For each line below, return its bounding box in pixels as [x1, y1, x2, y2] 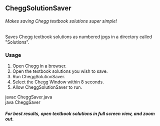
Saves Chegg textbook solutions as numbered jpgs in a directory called [5, 34, 152, 40]
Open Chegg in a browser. [12, 63, 66, 69]
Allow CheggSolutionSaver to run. [12, 84, 82, 90]
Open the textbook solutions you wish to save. [12, 68, 108, 74]
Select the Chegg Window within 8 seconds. [12, 79, 104, 85]
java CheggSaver [5, 99, 41, 105]
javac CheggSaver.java [5, 94, 52, 100]
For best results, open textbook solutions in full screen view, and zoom [5, 110, 155, 117]
